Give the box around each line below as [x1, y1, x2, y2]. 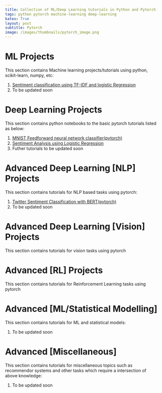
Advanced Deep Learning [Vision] [5, 221, 145, 232]
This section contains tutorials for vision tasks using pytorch [5, 248, 126, 254]
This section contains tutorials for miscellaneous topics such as [5, 362, 133, 368]
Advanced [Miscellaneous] [5, 346, 117, 357]
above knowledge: [5, 372, 42, 378]
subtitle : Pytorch [5, 25, 42, 30]
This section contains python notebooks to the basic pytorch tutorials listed [5, 120, 157, 126]
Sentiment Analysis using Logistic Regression [12, 140, 104, 146]
